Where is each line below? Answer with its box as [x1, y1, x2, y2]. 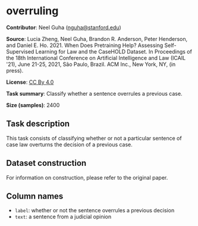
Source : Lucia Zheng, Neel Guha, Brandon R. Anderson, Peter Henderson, [6, 35, 188, 42]
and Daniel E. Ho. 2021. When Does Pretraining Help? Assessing [6, 42, 164, 49]
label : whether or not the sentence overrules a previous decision [14, 207, 175, 214]
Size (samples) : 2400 [6, 101, 60, 108]
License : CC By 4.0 [6, 79, 54, 86]
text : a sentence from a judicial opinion [14, 213, 112, 221]
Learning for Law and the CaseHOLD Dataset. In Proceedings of [35, 48, 192, 55]
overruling [6, 4, 59, 18]
